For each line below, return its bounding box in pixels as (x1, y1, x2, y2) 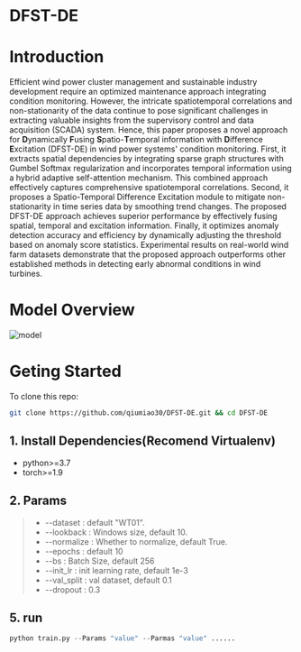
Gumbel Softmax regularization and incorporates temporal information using (9, 163, 293, 174)
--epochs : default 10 (44, 546, 123, 556)
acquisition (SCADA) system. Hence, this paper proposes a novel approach (9, 124, 288, 135)
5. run (9, 610, 43, 625)
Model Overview (9, 299, 135, 320)
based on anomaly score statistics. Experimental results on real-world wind (9, 240, 289, 251)
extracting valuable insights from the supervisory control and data (9, 115, 255, 126)
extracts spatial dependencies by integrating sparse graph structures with (9, 153, 284, 164)
